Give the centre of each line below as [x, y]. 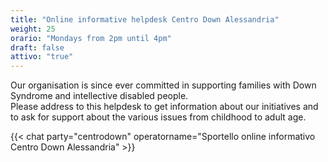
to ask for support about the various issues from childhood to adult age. [158, 117]
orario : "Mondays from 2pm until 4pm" [91, 38]
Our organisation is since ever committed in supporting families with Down [163, 85]
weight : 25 [33, 29]
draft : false [37, 47]
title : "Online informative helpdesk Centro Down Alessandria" [145, 19]
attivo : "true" [42, 57]
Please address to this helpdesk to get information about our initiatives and [164, 107]
